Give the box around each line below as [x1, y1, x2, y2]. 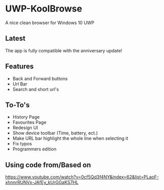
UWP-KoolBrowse [5, 3, 82, 15]
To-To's [5, 101, 30, 109]
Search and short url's [12, 86, 59, 92]
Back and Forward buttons [12, 75, 68, 81]
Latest [5, 34, 26, 43]
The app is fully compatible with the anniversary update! [5, 47, 123, 53]
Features [5, 62, 34, 71]
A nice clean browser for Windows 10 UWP [5, 20, 95, 26]
